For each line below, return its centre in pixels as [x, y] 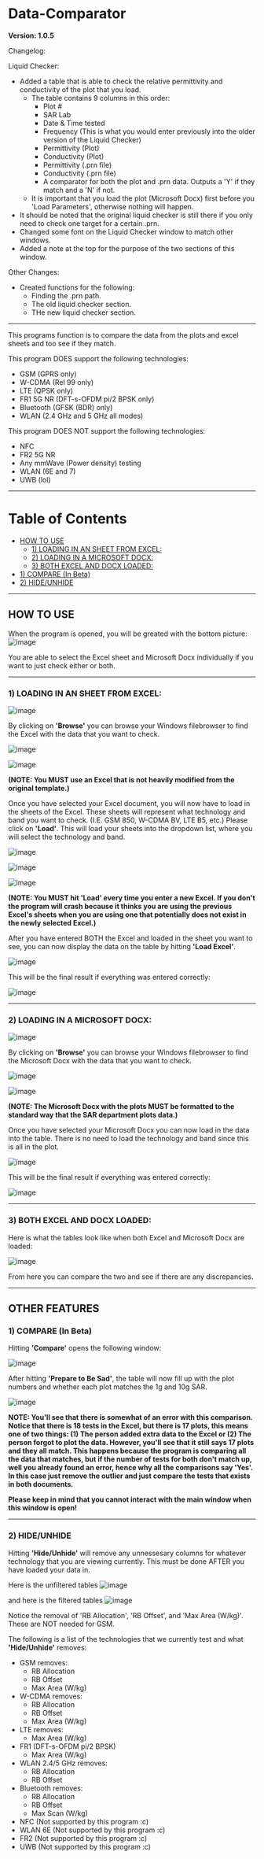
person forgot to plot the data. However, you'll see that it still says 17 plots [131, 1443]
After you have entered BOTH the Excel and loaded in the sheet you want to [130, 938]
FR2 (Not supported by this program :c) [83, 1838]
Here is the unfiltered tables [53, 1585]
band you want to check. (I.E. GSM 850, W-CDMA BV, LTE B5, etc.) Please [128, 820]
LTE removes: [42, 1729]
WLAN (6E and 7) [48, 471]
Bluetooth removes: [51, 1788]
